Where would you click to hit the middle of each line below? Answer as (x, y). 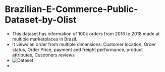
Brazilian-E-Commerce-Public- (71, 9)
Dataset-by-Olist (41, 20)
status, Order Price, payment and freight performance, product (77, 49)
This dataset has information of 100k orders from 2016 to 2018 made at (86, 33)
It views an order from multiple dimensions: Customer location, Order (84, 44)
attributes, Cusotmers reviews (43, 55)
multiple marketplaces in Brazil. (45, 39)
